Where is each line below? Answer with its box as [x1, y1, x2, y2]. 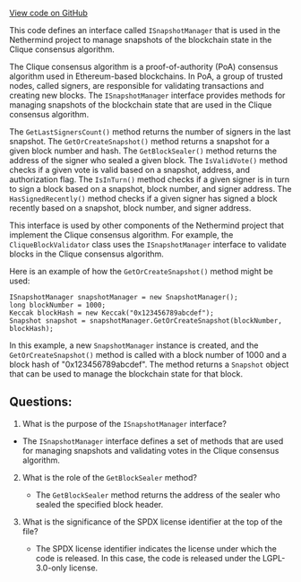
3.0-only [35, 562, 67, 573]
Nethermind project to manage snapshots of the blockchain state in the [9, 35, 272, 45]
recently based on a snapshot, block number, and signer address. [9, 203, 252, 213]
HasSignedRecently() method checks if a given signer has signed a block [9, 193, 278, 204]
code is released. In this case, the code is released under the [35, 552, 262, 563]
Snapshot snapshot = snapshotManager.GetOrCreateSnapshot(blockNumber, [9, 317, 282, 326]
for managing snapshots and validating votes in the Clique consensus [21, 445, 279, 456]
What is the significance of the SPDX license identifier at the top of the [21, 516, 283, 527]
